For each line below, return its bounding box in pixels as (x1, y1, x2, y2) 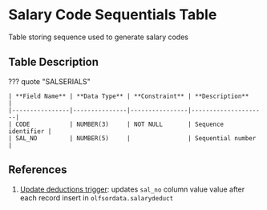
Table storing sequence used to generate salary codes (8, 32, 188, 42)
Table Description (8, 55, 99, 69)
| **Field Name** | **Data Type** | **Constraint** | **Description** (8, 92, 249, 100)
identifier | (8, 127, 52, 135)
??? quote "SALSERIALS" (8, 76, 91, 86)
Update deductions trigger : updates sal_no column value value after (19, 184, 245, 194)
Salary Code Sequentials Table (8, 6, 217, 24)
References (8, 163, 67, 177)
